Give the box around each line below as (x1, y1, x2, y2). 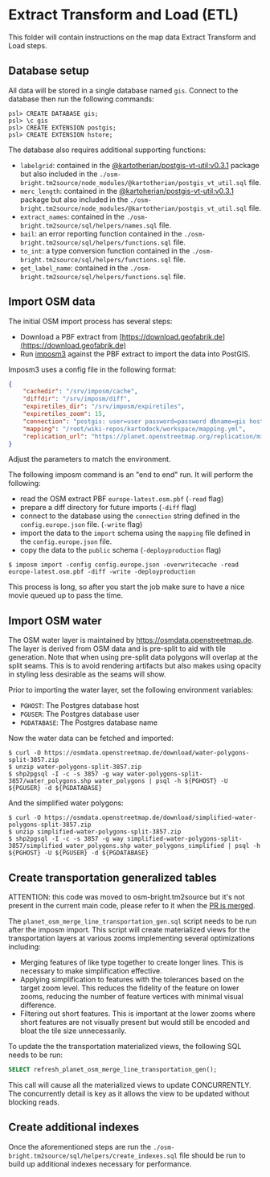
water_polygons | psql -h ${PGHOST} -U (94, 777, 228, 785)
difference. (19, 1000, 56, 1010)
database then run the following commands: (8, 94, 154, 104)
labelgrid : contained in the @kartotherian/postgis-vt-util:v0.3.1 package (19, 160, 260, 170)
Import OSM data (8, 295, 96, 309)
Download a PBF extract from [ (19, 331, 123, 341)
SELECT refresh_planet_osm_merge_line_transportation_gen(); (8, 1066, 218, 1074)
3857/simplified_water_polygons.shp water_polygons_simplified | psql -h (8, 842, 261, 850)
